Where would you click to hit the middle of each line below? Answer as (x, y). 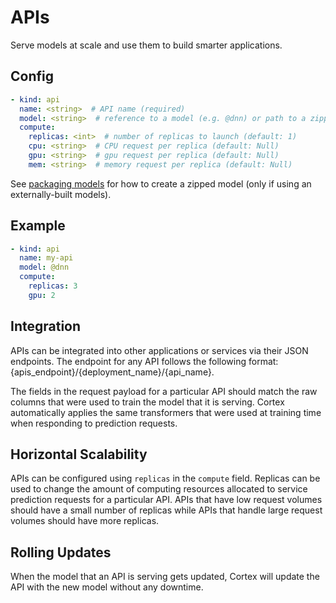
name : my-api (46, 258)
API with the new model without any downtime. (107, 587)
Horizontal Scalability (79, 454)
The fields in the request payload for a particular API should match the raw (164, 391)
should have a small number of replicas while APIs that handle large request (166, 510)
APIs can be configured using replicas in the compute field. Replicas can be (165, 478)
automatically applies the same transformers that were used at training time (166, 412)
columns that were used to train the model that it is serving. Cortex (147, 402)
